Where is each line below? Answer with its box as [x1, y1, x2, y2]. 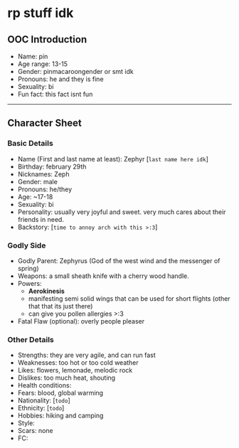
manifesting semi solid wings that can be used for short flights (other [28, 294, 230, 303]
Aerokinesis [28, 287, 65, 295]
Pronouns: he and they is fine [17, 75, 105, 83]
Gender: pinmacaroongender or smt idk [17, 68, 134, 75]
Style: [17, 419, 36, 427]
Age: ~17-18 [17, 192, 53, 201]
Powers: [17, 279, 42, 287]
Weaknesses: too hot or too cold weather [17, 358, 139, 367]
